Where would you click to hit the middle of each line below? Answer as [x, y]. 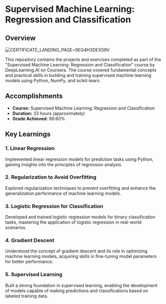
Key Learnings [28, 134]
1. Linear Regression [30, 148]
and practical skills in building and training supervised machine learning [78, 75]
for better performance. [29, 262]
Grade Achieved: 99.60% [39, 119]
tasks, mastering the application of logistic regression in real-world [73, 222]
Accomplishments [34, 96]
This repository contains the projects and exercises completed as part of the [83, 60]
